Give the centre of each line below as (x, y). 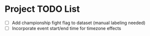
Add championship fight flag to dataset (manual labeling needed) (78, 23)
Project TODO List (42, 9)
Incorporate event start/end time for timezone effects (67, 28)
